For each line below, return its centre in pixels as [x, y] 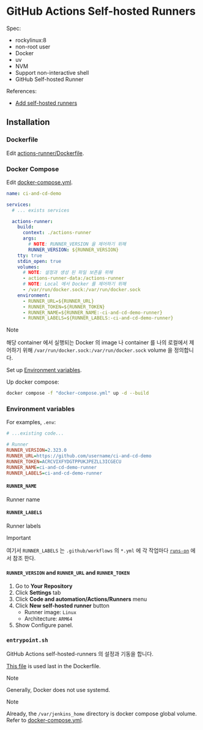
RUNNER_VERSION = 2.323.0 [37, 451]
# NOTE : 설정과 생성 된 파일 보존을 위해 [68, 273]
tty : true [30, 256]
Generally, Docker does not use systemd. [58, 690]
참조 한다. [24, 558]
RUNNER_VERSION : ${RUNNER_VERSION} [74, 249]
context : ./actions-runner [57, 233]
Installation [28, 122]
